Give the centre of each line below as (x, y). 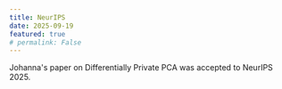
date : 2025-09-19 (41, 26)
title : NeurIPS (37, 17)
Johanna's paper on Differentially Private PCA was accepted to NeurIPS (141, 68)
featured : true (37, 34)
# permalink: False (46, 42)
